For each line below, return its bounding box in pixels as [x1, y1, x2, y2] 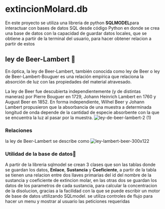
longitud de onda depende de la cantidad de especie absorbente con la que [5, 109, 160, 115]
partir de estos [5, 41, 35, 46]
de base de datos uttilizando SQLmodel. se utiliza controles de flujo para [5, 193, 153, 199]
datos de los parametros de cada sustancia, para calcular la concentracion [5, 183, 157, 189]
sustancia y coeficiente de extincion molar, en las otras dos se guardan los [5, 177, 157, 183]
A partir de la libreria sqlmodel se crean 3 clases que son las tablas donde [5, 162, 156, 167]
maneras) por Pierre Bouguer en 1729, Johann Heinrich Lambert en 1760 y [5, 93, 157, 99]
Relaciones [5, 127, 33, 134]
